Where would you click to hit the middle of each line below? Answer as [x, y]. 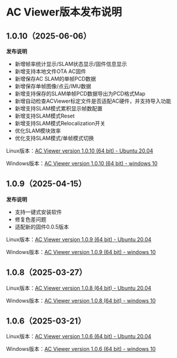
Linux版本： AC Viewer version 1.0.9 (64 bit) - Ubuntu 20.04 [79, 239]
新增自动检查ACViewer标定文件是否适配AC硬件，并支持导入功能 [93, 101]
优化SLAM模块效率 [38, 131]
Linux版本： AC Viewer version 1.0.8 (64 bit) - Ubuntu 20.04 [79, 288]
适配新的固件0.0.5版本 [42, 227]
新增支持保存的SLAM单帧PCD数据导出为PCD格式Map [80, 94]
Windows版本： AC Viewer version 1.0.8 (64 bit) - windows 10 [81, 300]
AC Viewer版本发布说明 [64, 12]
